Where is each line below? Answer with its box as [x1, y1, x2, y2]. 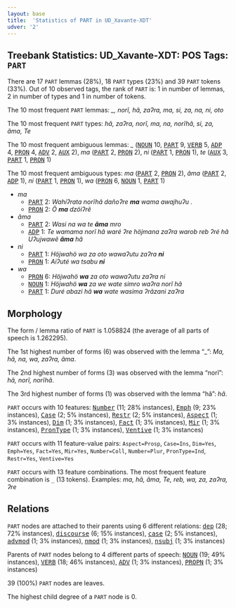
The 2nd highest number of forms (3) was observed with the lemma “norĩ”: [7, 368, 223, 377]
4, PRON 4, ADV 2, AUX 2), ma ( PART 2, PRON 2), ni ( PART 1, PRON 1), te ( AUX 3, [7, 148, 228, 157]
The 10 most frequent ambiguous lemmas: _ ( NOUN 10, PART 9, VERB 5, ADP [7, 141, 223, 149]
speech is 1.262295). [7, 334, 68, 342]
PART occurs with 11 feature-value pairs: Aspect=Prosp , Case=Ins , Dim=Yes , [7, 439, 216, 447]
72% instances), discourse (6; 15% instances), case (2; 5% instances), [7, 529, 218, 538]
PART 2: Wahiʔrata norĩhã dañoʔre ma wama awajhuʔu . [27, 198, 193, 206]
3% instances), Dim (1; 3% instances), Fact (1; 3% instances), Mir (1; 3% [7, 418, 220, 426]
